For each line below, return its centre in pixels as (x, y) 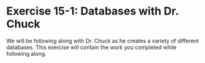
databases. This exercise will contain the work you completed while (91, 47)
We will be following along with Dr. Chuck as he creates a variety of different (102, 41)
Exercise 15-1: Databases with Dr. (92, 11)
